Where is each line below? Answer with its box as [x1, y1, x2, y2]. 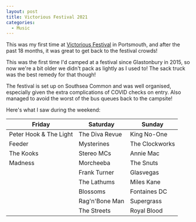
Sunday [141, 120, 164, 129]
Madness [9, 159, 35, 167]
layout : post [6, 8, 38, 15]
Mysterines [78, 140, 110, 148]
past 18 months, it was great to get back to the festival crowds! [6, 48, 158, 55]
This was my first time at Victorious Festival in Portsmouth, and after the [6, 41, 180, 48]
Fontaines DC [130, 187, 167, 196]
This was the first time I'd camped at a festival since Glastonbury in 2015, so [6, 59, 190, 66]
